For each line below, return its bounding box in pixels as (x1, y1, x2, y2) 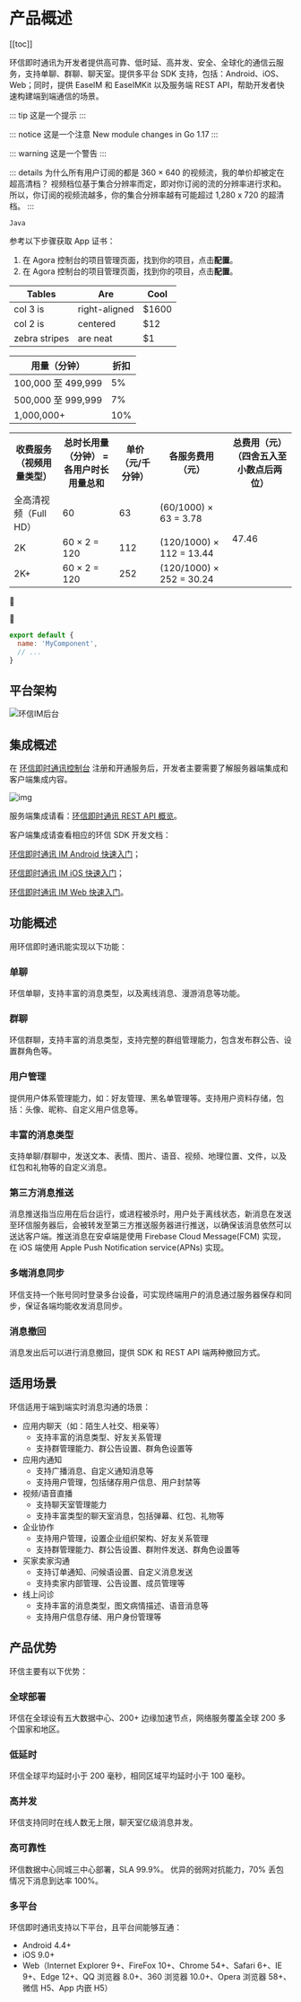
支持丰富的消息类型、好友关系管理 (35, 1432, 162, 1442)
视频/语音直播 (21, 1487, 73, 1498)
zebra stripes (13, 331, 70, 344)
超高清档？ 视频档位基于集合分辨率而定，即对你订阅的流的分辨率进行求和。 (9, 178, 287, 189)
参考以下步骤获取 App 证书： (9, 235, 116, 246)
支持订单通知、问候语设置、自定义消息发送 (35, 1566, 193, 1577)
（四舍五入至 (232, 450, 287, 463)
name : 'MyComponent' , (17, 639, 99, 648)
